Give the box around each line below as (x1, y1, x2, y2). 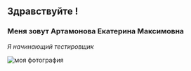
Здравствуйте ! (7, 6, 79, 17)
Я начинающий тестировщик (7, 42, 94, 51)
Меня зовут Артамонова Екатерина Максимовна (7, 26, 185, 36)
